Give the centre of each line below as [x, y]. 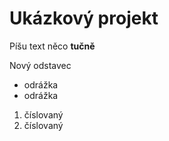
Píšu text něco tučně [52, 46]
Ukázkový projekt [84, 18]
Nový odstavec [40, 65]
